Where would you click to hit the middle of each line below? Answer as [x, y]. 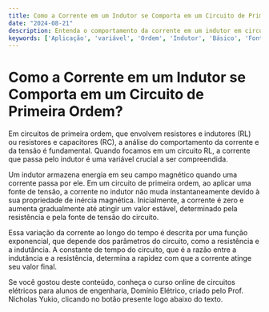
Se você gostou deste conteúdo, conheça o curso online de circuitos [122, 282]
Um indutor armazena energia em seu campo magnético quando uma [123, 175]
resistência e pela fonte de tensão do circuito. [84, 218]
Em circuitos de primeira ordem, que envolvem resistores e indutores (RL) [130, 134]
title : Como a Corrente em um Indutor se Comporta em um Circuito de [127, 16]
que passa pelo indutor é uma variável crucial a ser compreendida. [118, 159]
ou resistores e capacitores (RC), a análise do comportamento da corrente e [134, 142]
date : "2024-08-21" [41, 23]
